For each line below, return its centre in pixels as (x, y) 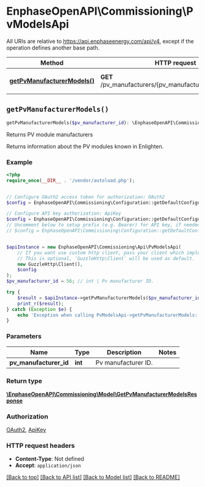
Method (52, 62)
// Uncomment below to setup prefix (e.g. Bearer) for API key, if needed (103, 225)
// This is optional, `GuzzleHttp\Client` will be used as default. (106, 258)
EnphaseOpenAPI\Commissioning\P (100, 11)
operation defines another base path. (53, 48)
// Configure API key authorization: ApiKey (64, 214)
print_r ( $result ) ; (41, 303)
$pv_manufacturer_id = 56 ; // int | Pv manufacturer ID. (80, 281)
